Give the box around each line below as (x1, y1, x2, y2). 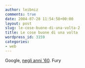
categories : (5, 39, 29, 44)
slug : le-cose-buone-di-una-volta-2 (5, 26, 80, 31)
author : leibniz (5, 7, 38, 12)
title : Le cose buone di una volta (5, 30, 78, 35)
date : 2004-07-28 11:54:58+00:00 (5, 16, 74, 21)
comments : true (5, 12, 36, 17)
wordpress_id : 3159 (5, 35, 45, 40)
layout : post (5, 21, 32, 26)
